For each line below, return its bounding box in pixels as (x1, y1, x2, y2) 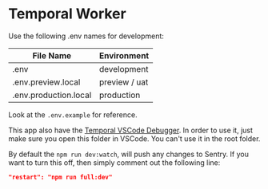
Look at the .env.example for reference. (8, 109, 138, 120)
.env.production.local (12, 89, 92, 100)
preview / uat (98, 77, 149, 88)
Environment (98, 49, 150, 61)
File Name (32, 49, 72, 61)
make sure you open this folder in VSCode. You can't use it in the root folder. (8, 133, 261, 144)
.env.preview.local (12, 77, 81, 88)
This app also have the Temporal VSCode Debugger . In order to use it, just (8, 125, 254, 135)
